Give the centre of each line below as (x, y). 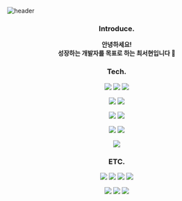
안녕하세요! (117, 44)
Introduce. (117, 28)
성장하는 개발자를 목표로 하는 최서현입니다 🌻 (117, 53)
